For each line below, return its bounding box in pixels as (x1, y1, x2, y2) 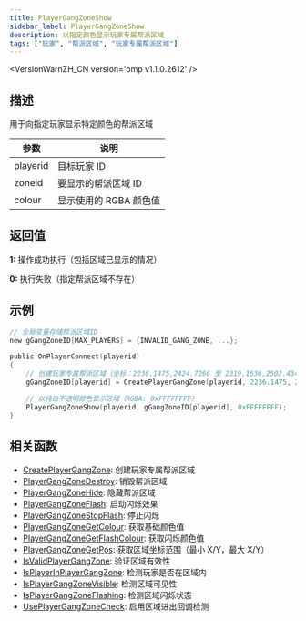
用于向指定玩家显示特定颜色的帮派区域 (9, 119, 153, 129)
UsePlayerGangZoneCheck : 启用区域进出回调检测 (22, 601, 209, 612)
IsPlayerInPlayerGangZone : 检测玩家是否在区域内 (22, 567, 208, 578)
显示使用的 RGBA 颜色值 (57, 194, 161, 207)
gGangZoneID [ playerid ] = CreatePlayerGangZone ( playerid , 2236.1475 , (25, 378, 291, 388)
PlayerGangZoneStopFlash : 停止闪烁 (22, 510, 160, 521)
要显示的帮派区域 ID (57, 177, 143, 190)
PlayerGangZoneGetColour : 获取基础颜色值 (22, 522, 185, 533)
